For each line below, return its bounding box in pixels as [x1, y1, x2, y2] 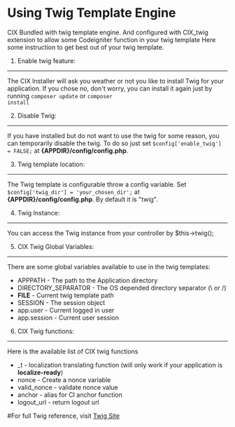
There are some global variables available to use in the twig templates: [7, 262, 211, 271]
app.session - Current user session [17, 313, 119, 322]
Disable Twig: [17, 111, 57, 120]
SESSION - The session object [17, 298, 106, 306]
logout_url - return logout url [17, 398, 99, 406]
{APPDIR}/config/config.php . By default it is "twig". [7, 195, 159, 203]
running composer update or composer [7, 91, 113, 100]
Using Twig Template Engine [7, 5, 176, 21]
